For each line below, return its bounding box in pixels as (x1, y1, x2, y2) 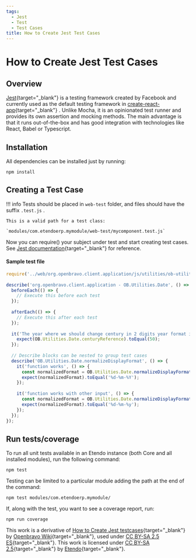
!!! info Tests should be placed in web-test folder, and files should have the (6, 200, 185, 208)
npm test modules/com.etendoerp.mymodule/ (6, 495, 111, 501)
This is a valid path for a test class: (6, 218, 106, 224)
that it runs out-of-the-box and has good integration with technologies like (6, 119, 185, 126)
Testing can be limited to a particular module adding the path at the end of (6, 477, 185, 484)
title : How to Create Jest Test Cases (6, 30, 100, 36)
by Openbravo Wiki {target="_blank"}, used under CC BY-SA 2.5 (6, 533, 159, 540)
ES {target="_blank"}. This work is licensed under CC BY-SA (6, 539, 150, 546)
